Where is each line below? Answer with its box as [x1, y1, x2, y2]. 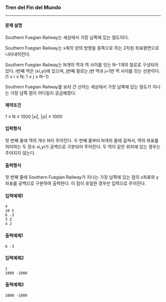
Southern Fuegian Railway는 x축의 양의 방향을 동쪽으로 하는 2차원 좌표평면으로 [5, 45, 160, 51]
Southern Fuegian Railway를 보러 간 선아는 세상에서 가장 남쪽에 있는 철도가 [5, 83, 152, 89]
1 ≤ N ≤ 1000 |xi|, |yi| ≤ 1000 [5, 113, 63, 119]
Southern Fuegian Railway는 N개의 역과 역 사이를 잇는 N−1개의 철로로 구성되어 [5, 62, 159, 68]
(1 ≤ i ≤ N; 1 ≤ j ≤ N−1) [5, 74, 49, 79]
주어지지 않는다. [5, 150, 36, 155]
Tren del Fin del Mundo [5, 4, 61, 11]
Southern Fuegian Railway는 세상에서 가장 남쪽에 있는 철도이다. [5, 34, 129, 40]
